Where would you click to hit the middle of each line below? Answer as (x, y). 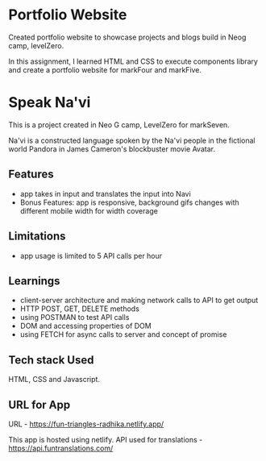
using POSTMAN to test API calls (75, 318)
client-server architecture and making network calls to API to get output (139, 301)
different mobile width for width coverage (89, 210)
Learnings (34, 281)
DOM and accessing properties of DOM (85, 326)
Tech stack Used (51, 360)
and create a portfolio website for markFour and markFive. (105, 69)
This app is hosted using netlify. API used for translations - (106, 439)
